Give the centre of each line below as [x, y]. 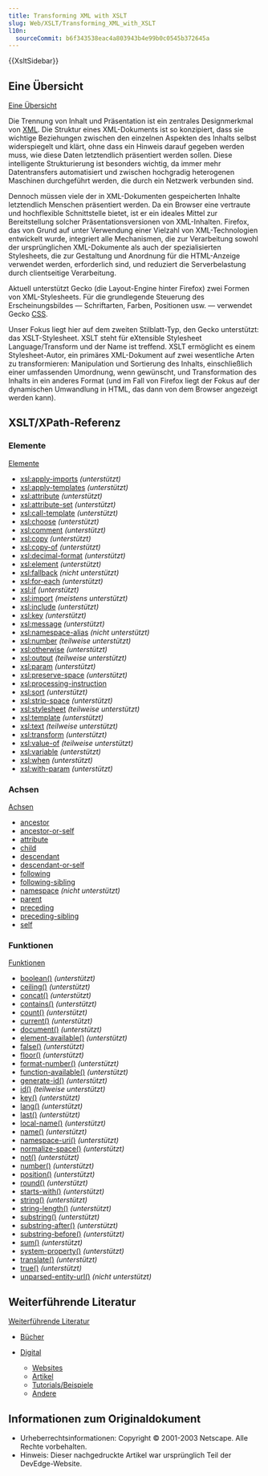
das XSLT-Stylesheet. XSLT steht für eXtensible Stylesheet [105, 339]
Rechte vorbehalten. [53, 1446]
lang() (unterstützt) [51, 1106]
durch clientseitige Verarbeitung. [62, 273]
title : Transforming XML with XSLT [68, 16]
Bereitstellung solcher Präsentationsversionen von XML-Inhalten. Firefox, [129, 222]
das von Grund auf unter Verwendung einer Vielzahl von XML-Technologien [133, 230]
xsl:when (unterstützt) [57, 760]
